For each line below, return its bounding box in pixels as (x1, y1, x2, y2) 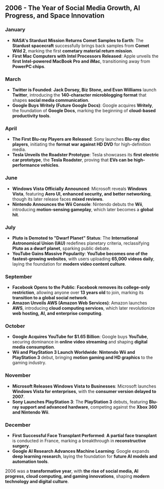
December (5, 421, 31, 428)
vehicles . (41, 162, 60, 168)
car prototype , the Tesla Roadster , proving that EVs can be (12, 157, 133, 163)
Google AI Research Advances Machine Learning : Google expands (12, 448, 150, 454)
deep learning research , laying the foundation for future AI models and (12, 453, 158, 460)
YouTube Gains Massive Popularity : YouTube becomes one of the (12, 250, 148, 256)
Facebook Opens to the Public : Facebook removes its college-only (12, 284, 150, 291)
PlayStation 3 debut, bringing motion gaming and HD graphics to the (12, 355, 153, 361)
